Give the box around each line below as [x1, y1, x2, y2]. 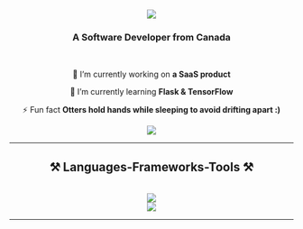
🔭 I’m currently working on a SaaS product [71, 69, 232, 80]
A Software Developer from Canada [71, 32, 232, 44]
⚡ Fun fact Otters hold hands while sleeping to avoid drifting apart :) [22, 105, 281, 115]
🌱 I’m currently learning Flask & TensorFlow [69, 87, 234, 97]
